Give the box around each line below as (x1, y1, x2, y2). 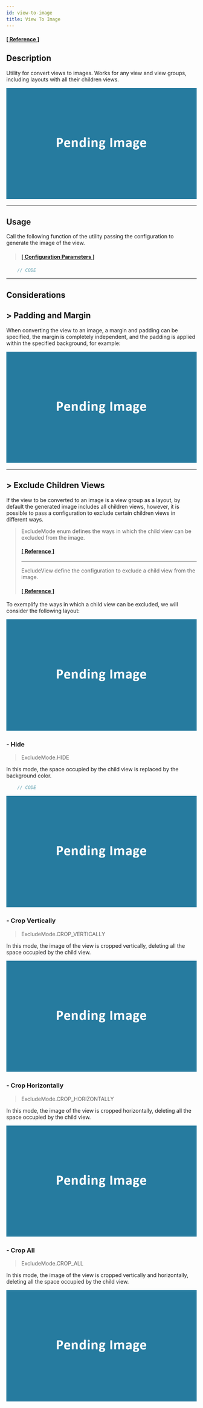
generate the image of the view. (6, 240, 86, 247)
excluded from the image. (21, 534, 85, 541)
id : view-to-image (6, 10, 53, 16)
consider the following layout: (6, 607, 80, 615)
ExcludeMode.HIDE (21, 754, 69, 761)
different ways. (6, 515, 43, 523)
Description (6, 53, 51, 64)
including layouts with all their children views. (6, 76, 120, 83)
